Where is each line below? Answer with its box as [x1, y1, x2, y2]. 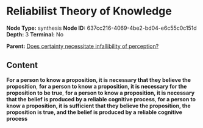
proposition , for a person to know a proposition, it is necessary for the [6, 83, 187, 90]
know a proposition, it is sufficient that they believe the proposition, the [6, 102, 191, 109]
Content [6, 60, 38, 70]
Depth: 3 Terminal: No [6, 30, 64, 38]
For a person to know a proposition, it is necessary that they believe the [6, 76, 191, 83]
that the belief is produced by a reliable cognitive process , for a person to [6, 95, 196, 103]
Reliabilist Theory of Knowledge [6, 4, 172, 18]
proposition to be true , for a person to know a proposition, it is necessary [6, 89, 195, 96]
